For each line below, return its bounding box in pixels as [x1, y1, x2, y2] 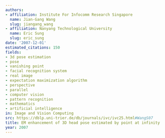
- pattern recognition [5, 97, 53, 102]
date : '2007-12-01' [5, 40, 47, 45]
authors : [5, 7, 24, 13]
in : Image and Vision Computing [5, 111, 74, 116]
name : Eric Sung [10, 31, 44, 36]
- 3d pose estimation [5, 54, 51, 60]
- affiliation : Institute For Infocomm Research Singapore [5, 12, 133, 17]
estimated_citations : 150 [5, 45, 60, 50]
